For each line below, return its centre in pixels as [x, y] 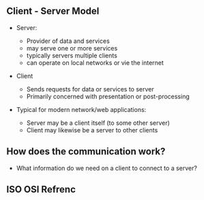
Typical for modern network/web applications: [81, 109]
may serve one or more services [72, 48]
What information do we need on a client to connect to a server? [106, 168]
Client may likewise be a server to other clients [92, 130]
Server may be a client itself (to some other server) [98, 123]
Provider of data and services [68, 41]
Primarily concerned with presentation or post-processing [108, 96]
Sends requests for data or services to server [90, 89]
